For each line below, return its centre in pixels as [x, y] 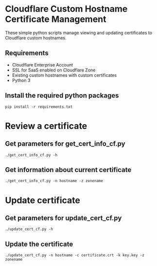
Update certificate [43, 200]
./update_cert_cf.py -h [29, 229]
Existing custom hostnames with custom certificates [64, 75]
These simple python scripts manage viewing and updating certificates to [78, 33]
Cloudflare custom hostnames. [36, 38]
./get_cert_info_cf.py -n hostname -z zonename [54, 181]
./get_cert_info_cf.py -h [31, 155]
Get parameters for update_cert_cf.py [63, 218]
